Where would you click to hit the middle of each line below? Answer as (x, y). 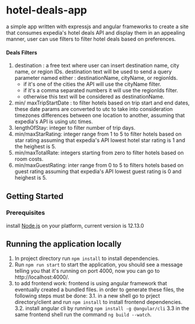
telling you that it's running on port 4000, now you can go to (87, 271)
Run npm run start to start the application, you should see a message (99, 264)
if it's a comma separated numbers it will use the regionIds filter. (101, 90)
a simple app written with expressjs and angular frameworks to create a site (97, 26)
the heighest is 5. (35, 147)
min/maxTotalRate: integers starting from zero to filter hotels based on (99, 153)
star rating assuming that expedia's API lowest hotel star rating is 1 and (100, 140)
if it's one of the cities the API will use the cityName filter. (92, 84)
